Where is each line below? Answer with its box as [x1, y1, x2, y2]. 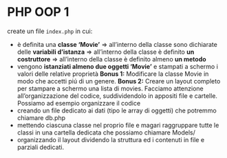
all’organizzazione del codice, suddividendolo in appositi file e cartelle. [17, 91, 218, 100]
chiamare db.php [17, 113, 66, 121]
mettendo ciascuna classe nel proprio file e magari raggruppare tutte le [17, 121, 219, 129]
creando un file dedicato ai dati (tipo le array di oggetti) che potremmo [17, 106, 217, 115]
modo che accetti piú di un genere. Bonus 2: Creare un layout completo [17, 77, 221, 85]
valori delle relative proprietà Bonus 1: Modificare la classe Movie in [17, 70, 209, 78]
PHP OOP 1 [7, 4, 69, 20]
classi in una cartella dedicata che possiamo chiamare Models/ [17, 128, 196, 137]
